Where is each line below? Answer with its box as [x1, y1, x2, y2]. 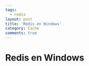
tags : [5, 7, 17, 12]
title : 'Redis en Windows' [5, 21, 62, 26]
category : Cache [5, 26, 39, 31]
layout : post [5, 16, 33, 21]
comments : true [5, 30, 37, 35]
